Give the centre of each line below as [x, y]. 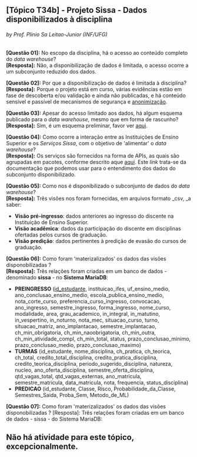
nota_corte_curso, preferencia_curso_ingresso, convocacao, [88, 301]
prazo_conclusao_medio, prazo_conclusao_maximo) [78, 345]
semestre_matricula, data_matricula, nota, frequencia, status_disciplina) [101, 382]
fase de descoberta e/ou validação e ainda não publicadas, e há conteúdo [96, 95]
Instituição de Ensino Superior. [52, 222]
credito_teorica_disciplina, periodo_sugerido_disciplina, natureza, [94, 363]
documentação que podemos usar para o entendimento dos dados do [91, 168]
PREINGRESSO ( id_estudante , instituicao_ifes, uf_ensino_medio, [92, 289]
